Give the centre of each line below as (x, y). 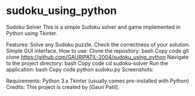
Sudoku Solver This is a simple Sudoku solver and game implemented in (93, 27)
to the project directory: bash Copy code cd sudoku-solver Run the (87, 63)
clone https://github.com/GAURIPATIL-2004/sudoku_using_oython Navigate (97, 57)
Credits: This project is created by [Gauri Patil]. (63, 87)
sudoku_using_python (61, 11)
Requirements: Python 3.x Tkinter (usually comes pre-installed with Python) (97, 81)
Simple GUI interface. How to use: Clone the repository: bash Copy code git (97, 50)
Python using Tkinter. (32, 33)
